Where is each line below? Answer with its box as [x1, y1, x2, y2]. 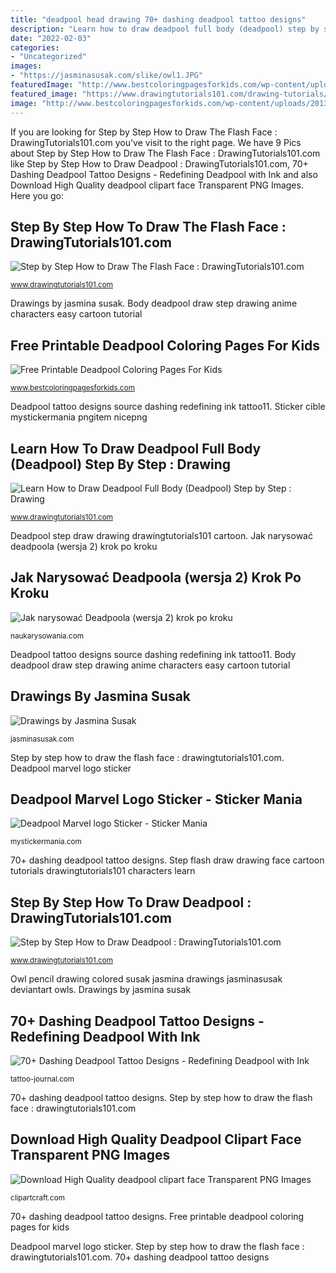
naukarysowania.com [10, 631, 84, 641]
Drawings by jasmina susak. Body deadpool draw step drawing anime [10, 297, 298, 310]
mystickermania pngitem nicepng [10, 411, 148, 423]
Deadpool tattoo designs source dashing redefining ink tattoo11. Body [10, 648, 297, 660]
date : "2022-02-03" [10, 33, 92, 43]
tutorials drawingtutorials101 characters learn [10, 865, 196, 877]
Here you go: [10, 189, 64, 201]
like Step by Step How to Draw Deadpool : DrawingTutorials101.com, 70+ [10, 157, 309, 170]
